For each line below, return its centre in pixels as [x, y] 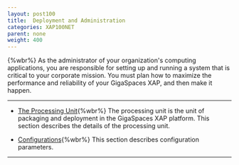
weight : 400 [25, 40]
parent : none [27, 34]
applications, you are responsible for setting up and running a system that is [118, 68]
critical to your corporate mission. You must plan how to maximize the [110, 76]
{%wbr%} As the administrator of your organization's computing [102, 60]
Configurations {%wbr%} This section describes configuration [108, 140]
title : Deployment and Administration [67, 21]
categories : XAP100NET [41, 27]
